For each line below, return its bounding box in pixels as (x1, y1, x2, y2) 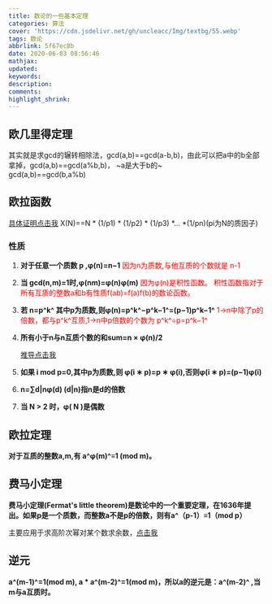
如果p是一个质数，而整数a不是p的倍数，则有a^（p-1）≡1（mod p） (22, 510, 247, 520)
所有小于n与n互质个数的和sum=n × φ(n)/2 (19, 332, 163, 342)
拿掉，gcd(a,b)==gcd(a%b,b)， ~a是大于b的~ (8, 160, 163, 171)
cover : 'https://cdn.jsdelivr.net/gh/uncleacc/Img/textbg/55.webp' (8, 27, 242, 35)
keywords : (8, 72, 42, 80)
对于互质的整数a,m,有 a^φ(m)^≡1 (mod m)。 (8, 450, 157, 460)
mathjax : (8, 58, 38, 66)
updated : (8, 65, 38, 73)
